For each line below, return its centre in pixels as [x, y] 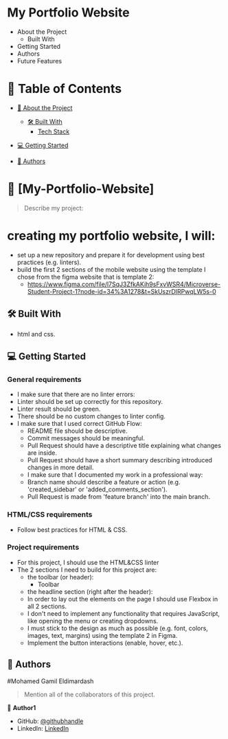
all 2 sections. [47, 606]
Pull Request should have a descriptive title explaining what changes [124, 446]
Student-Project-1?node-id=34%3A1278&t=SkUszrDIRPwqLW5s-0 [122, 291]
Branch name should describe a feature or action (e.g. [104, 482]
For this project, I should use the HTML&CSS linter [88, 562]
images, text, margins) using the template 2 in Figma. [102, 635]
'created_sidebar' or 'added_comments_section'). [97, 489]
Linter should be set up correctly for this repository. [90, 402]
